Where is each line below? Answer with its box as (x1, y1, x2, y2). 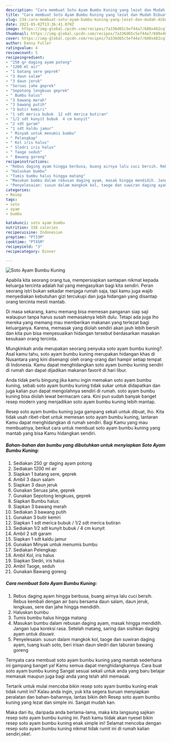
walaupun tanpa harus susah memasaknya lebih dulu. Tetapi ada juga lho (6, 314, 159, 320)
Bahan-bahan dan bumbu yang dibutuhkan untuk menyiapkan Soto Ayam (6, 442, 166, 448)
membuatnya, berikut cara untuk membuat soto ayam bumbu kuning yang (6, 425, 160, 431)
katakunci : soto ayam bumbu (6, 220, 65, 226)
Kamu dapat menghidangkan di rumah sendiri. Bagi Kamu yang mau (6, 419, 148, 426)
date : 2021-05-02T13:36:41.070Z (6, 21, 74, 27)
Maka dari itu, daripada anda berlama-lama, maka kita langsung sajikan (6, 709, 155, 715)
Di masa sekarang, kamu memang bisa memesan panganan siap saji (6, 309, 149, 315)
